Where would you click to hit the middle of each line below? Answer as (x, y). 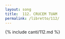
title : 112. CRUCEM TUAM (31, 14)
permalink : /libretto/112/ (32, 18)
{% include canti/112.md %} (33, 32)
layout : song (18, 9)
